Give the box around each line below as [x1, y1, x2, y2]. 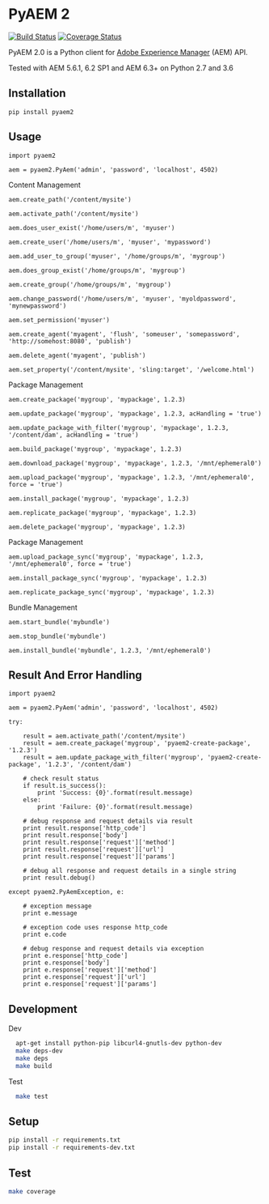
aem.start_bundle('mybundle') [8, 618, 111, 626]
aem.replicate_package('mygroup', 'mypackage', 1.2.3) [8, 508, 197, 517]
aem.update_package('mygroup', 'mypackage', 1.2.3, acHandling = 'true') [8, 410, 263, 418]
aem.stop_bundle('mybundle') [8, 632, 107, 640]
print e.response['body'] [23, 959, 111, 968]
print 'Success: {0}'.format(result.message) [37, 789, 194, 798]
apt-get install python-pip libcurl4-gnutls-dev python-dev [15, 1040, 222, 1048]
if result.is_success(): [23, 782, 107, 790]
